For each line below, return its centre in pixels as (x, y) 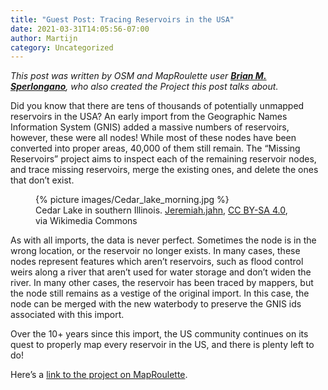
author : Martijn (44, 38)
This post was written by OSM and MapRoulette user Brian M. (138, 76)
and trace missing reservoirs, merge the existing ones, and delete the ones (164, 170)
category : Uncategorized (62, 47)
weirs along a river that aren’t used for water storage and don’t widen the (161, 272)
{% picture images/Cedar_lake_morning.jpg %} (132, 200)
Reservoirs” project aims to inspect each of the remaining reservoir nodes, (163, 159)
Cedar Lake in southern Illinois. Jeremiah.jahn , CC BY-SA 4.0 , (161, 210)
